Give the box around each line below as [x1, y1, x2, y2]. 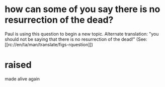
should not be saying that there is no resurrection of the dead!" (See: [5, 36, 147, 42]
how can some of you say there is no [5, 4, 160, 15]
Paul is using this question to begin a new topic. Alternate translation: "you [5, 31, 159, 37]
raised [5, 59, 32, 71]
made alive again [5, 75, 40, 81]
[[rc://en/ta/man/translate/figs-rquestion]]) [5, 41, 94, 47]
